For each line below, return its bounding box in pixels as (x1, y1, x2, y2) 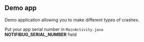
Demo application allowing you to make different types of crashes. (4, 17, 140, 22)
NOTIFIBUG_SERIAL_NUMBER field (4, 31, 77, 37)
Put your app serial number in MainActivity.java (4, 26, 104, 32)
